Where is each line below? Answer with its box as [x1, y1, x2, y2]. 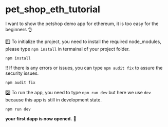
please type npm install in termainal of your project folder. [5, 46, 130, 52]
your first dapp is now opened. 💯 [5, 115, 77, 121]
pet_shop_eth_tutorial [5, 4, 100, 15]
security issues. [5, 70, 39, 76]
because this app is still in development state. [5, 96, 102, 103]
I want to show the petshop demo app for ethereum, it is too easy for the [5, 20, 159, 27]
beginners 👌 [5, 26, 33, 32]
